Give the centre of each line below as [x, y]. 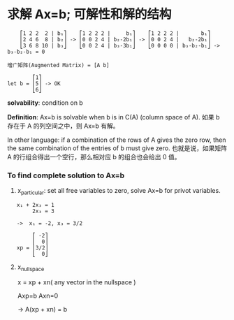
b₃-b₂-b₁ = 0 [26, 52]
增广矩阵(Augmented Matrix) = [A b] [58, 65]
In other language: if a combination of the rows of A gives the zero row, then [117, 140]
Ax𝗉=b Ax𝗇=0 [38, 296]
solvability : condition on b [45, 103]
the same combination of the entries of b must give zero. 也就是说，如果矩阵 [117, 148]
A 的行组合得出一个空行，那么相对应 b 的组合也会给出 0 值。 [94, 157]
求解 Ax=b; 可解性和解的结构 [89, 14]
